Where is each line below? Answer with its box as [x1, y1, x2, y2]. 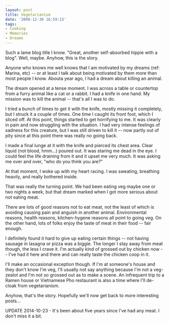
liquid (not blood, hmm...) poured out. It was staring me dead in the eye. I [5, 148, 157, 154]
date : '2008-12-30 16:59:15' [5, 17, 67, 22]
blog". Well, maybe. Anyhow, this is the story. [5, 55, 99, 61]
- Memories [5, 31, 28, 36]
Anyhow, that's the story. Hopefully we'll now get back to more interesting [5, 292, 159, 298]
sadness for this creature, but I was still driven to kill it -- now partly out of [5, 127, 159, 133]
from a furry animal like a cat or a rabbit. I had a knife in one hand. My [5, 90, 150, 97]
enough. [5, 225, 23, 232]
